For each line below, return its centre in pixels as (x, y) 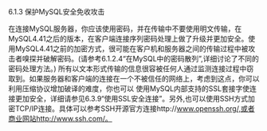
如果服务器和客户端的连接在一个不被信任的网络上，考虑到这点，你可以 (144, 79)
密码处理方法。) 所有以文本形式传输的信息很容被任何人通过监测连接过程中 (128, 69)
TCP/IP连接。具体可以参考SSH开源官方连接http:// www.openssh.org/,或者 (135, 109)
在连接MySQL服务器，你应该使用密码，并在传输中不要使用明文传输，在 (125, 29)
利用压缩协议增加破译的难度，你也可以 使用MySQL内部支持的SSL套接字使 (129, 89)
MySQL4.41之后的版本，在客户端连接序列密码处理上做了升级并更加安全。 (128, 39)
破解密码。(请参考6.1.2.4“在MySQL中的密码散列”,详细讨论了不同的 (151, 59)
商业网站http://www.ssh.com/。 (61, 119)
